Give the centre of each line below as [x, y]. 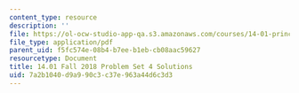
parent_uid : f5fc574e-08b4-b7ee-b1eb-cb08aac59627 [105, 50]
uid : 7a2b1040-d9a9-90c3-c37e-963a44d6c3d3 [91, 75]
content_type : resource [53, 17]
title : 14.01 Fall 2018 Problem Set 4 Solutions [101, 67]
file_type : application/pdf [61, 42]
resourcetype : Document [53, 58]
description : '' [39, 26]
